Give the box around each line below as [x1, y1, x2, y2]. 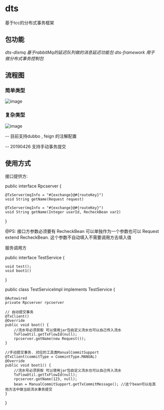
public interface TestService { [5, 254, 65, 260]
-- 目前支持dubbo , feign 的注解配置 [5, 133, 77, 139]
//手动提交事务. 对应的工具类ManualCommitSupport [5, 350, 99, 355]
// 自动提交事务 [5, 309, 34, 315]
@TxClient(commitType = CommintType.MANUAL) [5, 354, 97, 359]
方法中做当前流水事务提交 [8, 387, 53, 392]
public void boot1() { [5, 363, 51, 367]
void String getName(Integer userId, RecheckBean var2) [5, 209, 121, 214]
